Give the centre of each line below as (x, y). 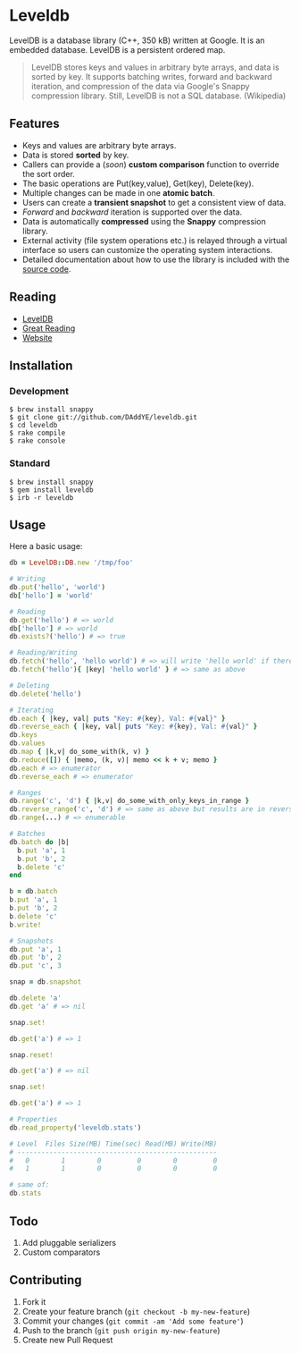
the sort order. (49, 173)
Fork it (34, 1301)
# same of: (29, 1185)
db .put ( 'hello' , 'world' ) (57, 588)
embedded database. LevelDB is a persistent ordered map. (117, 49)
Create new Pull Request (67, 1340)
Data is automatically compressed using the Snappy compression (144, 221)
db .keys (24, 735)
